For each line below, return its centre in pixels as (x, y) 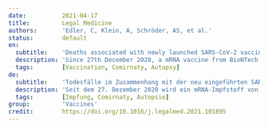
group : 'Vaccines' (53, 104)
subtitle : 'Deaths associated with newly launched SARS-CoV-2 (126, 52)
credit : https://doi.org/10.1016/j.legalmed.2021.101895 (117, 112)
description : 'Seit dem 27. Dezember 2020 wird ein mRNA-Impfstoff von (137, 89)
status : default (48, 38)
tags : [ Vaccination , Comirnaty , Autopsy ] (98, 68)
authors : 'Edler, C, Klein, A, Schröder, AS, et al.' (110, 30)
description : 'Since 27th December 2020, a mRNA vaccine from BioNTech (137, 60)
